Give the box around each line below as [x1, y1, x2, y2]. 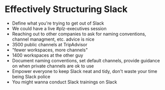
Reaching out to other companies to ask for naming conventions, [12, 31, 146, 37]
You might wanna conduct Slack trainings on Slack [12, 79, 117, 85]
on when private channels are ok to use [12, 63, 94, 69]
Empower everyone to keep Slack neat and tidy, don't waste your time [12, 68, 157, 74]
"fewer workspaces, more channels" [12, 47, 88, 53]
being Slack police [12, 73, 51, 79]
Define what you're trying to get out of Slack [12, 20, 104, 26]
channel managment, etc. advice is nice [12, 36, 95, 42]
